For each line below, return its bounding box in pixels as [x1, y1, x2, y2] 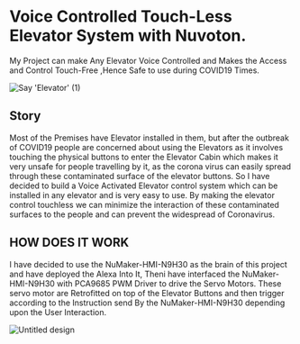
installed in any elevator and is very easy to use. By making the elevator [9, 189, 275, 200]
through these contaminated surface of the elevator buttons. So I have [9, 170, 270, 181]
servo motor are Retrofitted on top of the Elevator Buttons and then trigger [9, 287, 286, 298]
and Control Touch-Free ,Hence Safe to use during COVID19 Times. [9, 65, 259, 76]
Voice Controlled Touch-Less [9, 6, 232, 27]
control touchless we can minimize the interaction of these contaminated [9, 199, 279, 210]
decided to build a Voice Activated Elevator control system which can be [9, 180, 278, 191]
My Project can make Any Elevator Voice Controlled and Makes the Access [9, 55, 287, 66]
